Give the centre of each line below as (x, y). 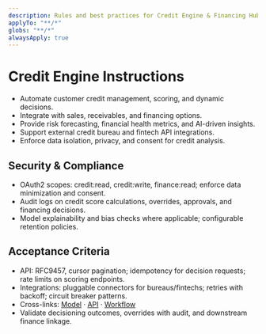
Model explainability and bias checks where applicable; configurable (131, 218)
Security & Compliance (66, 166)
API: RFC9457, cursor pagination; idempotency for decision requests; (133, 271)
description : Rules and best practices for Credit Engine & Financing (127, 15)
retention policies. (49, 227)
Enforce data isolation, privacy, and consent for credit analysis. (122, 141)
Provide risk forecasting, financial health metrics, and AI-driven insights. (137, 124)
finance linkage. (46, 321)
